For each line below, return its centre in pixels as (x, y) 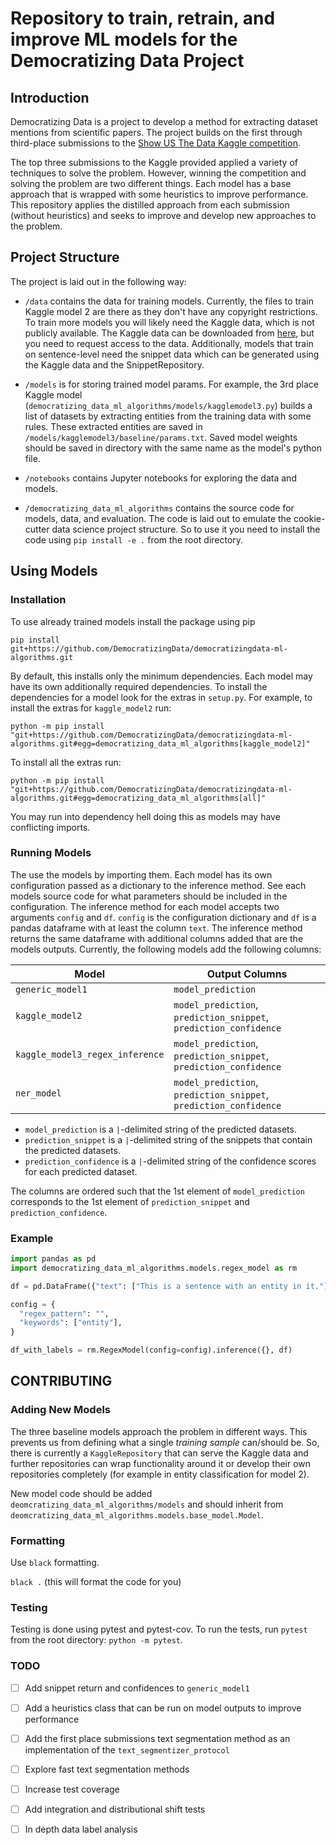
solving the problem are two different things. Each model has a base (151, 183)
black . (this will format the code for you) (96, 1582)
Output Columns (247, 974)
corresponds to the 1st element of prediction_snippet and (130, 1201)
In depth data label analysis (81, 1829)
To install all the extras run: (66, 762)
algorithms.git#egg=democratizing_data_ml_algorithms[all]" (138, 798)
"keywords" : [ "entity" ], (71, 1323)
